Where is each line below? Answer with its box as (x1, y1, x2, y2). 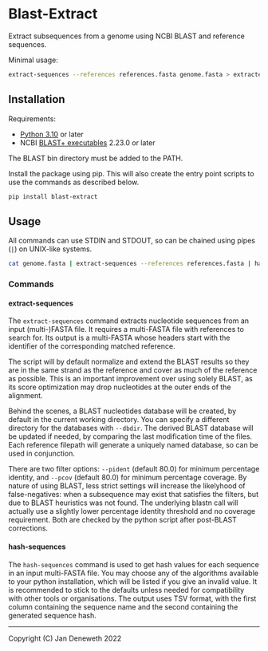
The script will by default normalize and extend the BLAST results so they (8, 357, 250, 367)
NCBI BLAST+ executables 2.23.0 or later (19, 137, 156, 148)
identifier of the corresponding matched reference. (8, 341, 175, 351)
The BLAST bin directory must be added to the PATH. (8, 153, 183, 163)
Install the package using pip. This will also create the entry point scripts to (8, 168, 254, 178)
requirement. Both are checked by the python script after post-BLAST (8, 515, 238, 525)
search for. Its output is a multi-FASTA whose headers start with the (8, 333, 231, 343)
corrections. (8, 523, 49, 533)
